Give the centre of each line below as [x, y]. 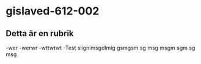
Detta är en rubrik [40, 34]
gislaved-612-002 [53, 11]
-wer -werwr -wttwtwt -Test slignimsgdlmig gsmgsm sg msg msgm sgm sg [100, 48]
